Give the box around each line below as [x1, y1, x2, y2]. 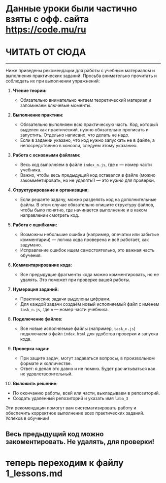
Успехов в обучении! [5, 415, 49, 421]
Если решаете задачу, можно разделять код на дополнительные [20, 197, 157, 202]
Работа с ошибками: [12, 222, 57, 228]
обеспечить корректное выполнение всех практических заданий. [5, 410, 145, 416]
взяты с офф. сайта [5, 13, 89, 25]
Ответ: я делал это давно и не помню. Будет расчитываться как [20, 366, 156, 372]
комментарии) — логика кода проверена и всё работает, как [20, 237, 149, 242]
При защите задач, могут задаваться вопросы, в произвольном [20, 355, 155, 361]
